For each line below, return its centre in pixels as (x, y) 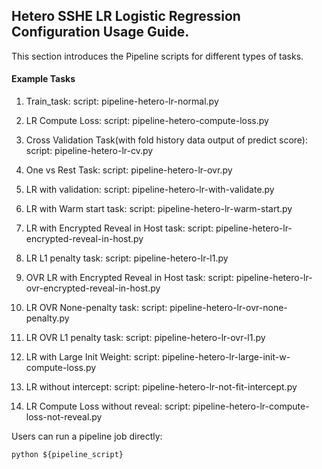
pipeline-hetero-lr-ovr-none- (228, 308)
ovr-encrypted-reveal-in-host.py (93, 288)
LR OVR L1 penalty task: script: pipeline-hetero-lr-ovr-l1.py (145, 338)
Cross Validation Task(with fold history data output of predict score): (166, 140)
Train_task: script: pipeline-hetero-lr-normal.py (122, 101)
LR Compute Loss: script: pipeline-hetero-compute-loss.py (147, 121)
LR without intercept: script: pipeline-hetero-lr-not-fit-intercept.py (161, 387)
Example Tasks (43, 79)
